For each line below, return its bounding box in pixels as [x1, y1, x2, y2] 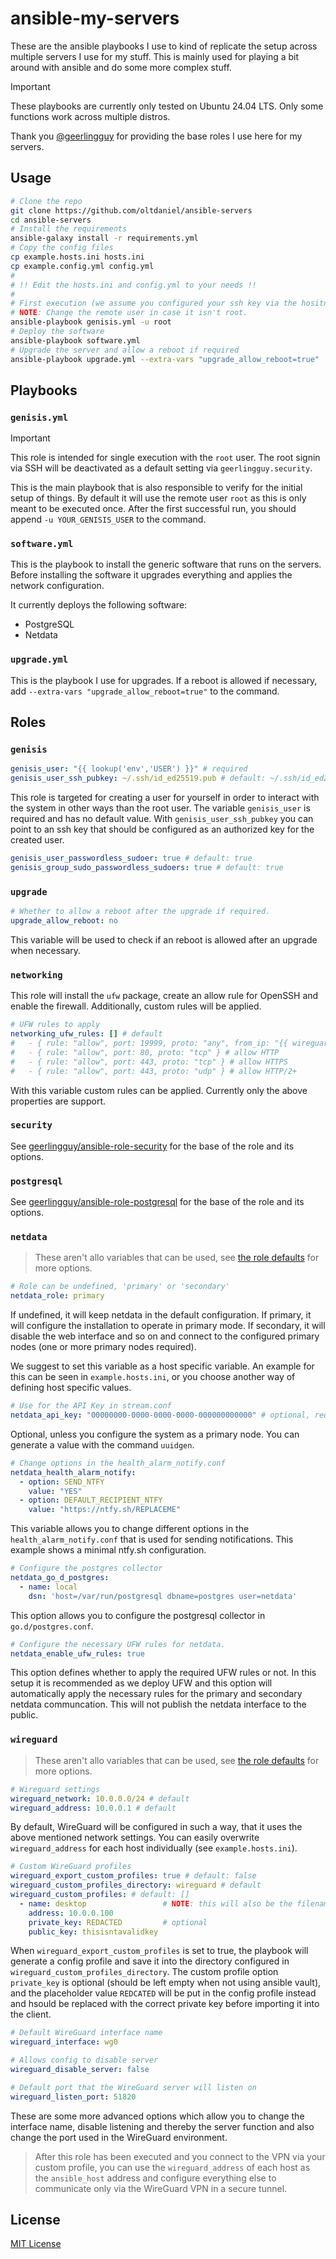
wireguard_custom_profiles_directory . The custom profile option [10, 1966, 279, 1978]
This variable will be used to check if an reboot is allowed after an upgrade [10, 934, 318, 946]
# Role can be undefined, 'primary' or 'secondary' [10, 1282, 230, 1292]
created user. [10, 834, 65, 846]
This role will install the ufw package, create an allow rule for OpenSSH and [10, 990, 319, 1002]
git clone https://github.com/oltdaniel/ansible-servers [10, 205, 253, 216]
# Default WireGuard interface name [10, 2028, 163, 2038]
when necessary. [10, 945, 82, 957]
